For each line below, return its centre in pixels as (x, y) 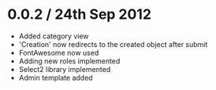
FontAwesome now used (59, 52)
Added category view (54, 36)
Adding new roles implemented (69, 61)
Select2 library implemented (65, 69)
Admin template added (56, 77)
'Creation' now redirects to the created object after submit (113, 44)
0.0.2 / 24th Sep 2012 (79, 14)
